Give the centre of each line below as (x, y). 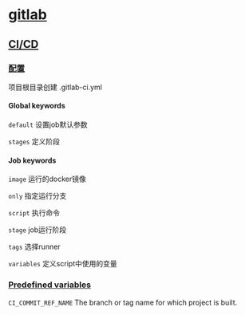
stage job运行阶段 (38, 230)
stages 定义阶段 (34, 142)
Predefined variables (50, 285)
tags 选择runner (35, 247)
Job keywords (32, 160)
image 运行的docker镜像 (47, 179)
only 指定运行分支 (38, 196)
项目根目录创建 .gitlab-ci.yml (55, 87)
